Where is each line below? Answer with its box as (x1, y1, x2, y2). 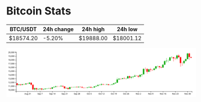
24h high (81, 26, 105, 33)
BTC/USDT (10, 26, 37, 33)
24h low (116, 26, 138, 33)
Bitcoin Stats (6, 4, 72, 18)
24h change (43, 26, 74, 33)
